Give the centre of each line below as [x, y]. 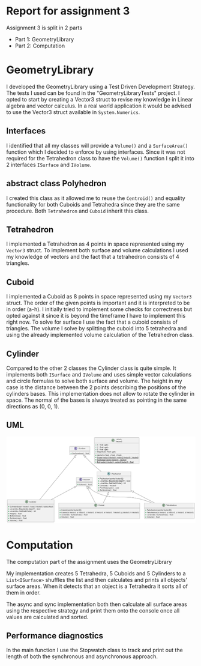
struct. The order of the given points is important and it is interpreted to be [98, 303]
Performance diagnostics [55, 636]
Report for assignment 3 [68, 11]
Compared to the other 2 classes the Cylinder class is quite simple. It [91, 368]
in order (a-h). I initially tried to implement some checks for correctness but [99, 309]
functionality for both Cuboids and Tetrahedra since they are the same [93, 204]
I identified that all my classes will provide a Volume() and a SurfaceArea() [97, 145]
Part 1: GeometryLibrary [44, 39]
